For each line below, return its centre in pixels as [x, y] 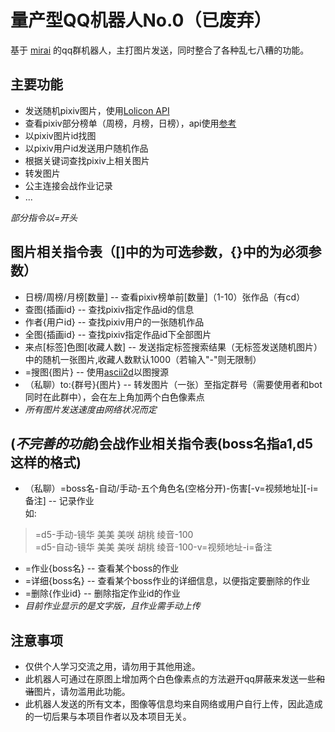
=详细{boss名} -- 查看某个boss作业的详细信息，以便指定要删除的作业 [167, 581]
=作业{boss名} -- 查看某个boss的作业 [102, 568]
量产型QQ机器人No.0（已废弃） [141, 20]
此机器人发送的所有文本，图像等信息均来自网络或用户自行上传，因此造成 [173, 704]
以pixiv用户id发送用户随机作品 [86, 148]
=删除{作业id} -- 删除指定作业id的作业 [102, 593]
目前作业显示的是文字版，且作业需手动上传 [112, 606]
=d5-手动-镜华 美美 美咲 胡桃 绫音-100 [114, 535]
